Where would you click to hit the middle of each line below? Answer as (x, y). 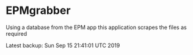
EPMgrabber (38, 11)
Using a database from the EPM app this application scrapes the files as (96, 27)
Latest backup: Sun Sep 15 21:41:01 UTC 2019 (63, 45)
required (16, 33)
